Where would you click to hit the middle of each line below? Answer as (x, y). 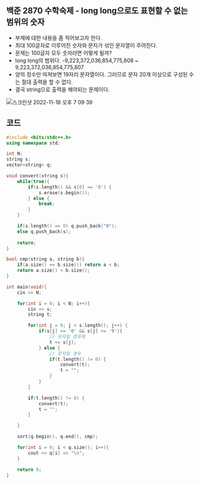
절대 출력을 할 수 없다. (47, 82)
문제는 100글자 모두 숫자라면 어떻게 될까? (64, 52)
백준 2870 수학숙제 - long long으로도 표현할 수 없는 (97, 11)
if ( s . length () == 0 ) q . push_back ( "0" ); (67, 226)
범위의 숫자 (26, 22)
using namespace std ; (33, 143)
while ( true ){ (33, 181)
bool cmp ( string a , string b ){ (45, 259)
